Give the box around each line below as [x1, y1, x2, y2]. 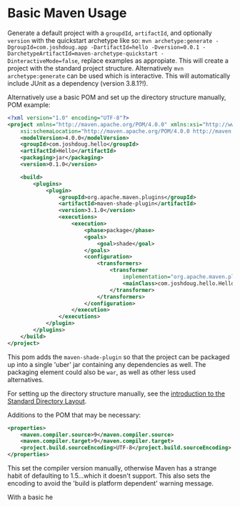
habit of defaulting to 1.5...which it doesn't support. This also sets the [7, 471, 211, 480]
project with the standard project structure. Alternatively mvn [7, 64, 184, 72]
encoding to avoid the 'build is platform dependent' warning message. [7, 479, 214, 488]
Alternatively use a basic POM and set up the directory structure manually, [7, 93, 226, 101]
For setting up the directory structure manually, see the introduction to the [7, 389, 225, 398]
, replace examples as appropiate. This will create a [77, 56, 229, 65]
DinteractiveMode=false [7, 57, 79, 65]
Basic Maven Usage [7, 5, 127, 21]
